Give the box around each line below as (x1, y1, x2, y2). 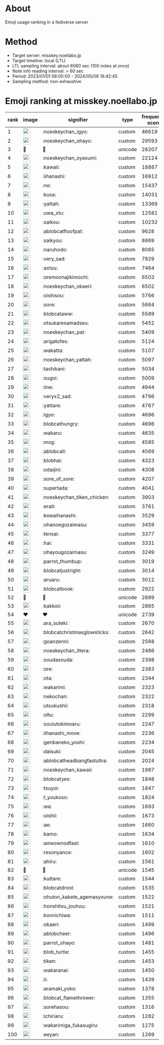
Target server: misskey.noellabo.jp (12, 52, 82, 58)
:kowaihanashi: (42, 512, 77, 519)
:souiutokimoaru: (42, 720, 81, 727)
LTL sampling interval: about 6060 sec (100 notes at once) (12, 63, 129, 68)
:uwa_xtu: (42, 209, 64, 216)
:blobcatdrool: (42, 884, 75, 891)
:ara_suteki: (42, 620, 69, 626)
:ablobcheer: (42, 930, 72, 937)
